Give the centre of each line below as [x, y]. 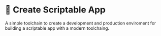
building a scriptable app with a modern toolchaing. [57, 28]
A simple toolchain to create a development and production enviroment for [80, 23]
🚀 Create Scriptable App [55, 10]
